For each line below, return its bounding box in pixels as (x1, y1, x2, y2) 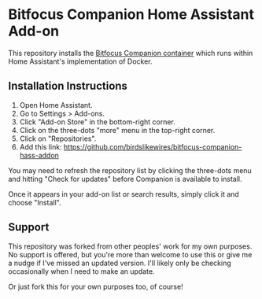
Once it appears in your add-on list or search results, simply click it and (8, 189, 240, 198)
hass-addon (19, 150, 59, 160)
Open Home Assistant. (19, 100, 93, 109)
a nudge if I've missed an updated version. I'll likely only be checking (8, 258, 232, 268)
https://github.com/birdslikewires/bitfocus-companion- (63, 142, 242, 151)
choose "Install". (8, 197, 61, 207)
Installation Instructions (8, 79, 128, 93)
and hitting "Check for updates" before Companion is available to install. (8, 174, 242, 183)
